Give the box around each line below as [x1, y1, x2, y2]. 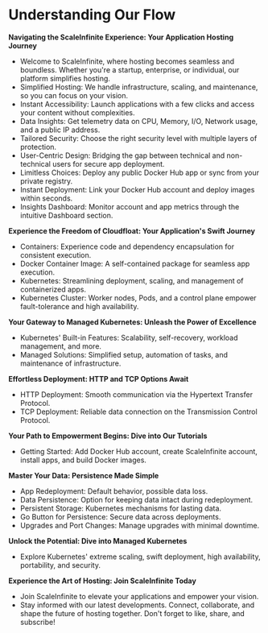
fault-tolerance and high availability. [19, 301, 139, 311]
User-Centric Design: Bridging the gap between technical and [19, 151, 225, 160]
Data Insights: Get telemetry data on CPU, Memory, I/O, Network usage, [19, 116, 258, 126]
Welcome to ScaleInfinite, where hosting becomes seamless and [19, 56, 235, 66]
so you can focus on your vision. [19, 90, 129, 100]
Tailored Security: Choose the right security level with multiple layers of [19, 133, 258, 143]
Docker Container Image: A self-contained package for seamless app [19, 259, 250, 268]
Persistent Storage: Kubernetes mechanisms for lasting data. [19, 503, 222, 513]
